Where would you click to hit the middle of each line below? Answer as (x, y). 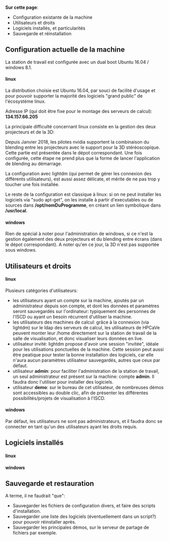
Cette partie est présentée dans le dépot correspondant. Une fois (74, 153)
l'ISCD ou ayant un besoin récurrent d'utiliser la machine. (72, 317)
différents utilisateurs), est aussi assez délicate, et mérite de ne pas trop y (83, 179)
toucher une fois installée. (32, 185)
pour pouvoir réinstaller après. (44, 522)
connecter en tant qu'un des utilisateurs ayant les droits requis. (71, 427)
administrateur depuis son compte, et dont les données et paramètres (86, 306)
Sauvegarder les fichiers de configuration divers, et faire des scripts (84, 506)
